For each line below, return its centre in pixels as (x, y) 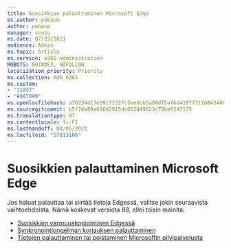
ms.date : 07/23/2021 (37, 39)
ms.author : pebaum (33, 20)
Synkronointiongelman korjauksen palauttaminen (86, 230)
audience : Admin (30, 45)
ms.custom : (23, 84)
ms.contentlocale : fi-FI (43, 122)
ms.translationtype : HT (41, 115)
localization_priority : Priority (55, 71)
